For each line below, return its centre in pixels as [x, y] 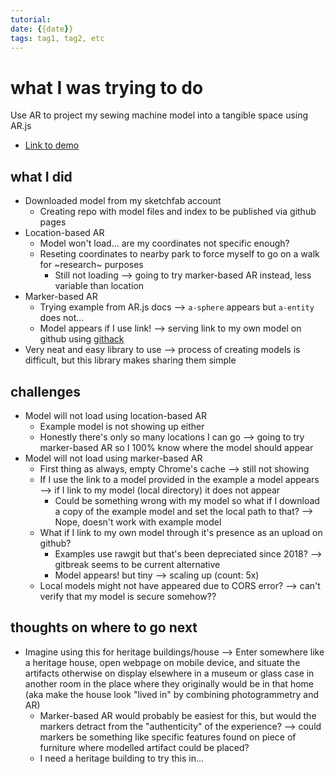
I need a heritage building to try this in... [122, 758]
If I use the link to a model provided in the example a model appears [179, 479]
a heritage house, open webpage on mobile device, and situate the [162, 662]
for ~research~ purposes [91, 265]
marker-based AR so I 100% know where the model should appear [176, 447]
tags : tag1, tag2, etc [57, 38]
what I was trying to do [107, 87]
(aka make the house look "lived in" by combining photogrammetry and [171, 694]
